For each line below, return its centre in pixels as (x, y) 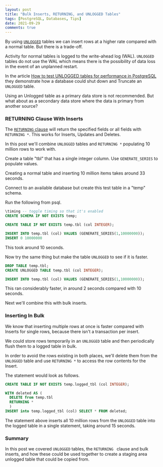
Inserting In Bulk (25, 316)
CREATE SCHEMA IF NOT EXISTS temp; (41, 216)
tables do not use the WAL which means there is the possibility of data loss (80, 61)
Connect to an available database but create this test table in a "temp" (75, 188)
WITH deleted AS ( (24, 393)
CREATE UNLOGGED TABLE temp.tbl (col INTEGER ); (54, 270)
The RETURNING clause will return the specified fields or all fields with (73, 129)
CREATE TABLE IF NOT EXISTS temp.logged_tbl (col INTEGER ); (67, 384)
